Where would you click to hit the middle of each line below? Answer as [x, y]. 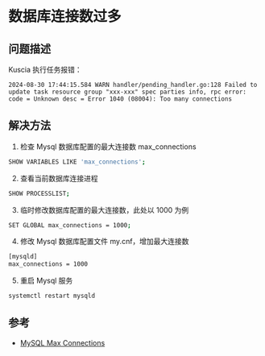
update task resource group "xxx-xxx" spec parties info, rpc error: [128, 92]
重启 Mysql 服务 [46, 281]
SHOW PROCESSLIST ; [39, 193]
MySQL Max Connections [62, 342]
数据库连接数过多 [65, 17]
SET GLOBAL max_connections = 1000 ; [70, 225]
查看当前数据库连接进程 [59, 178]
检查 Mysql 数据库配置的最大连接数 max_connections [108, 147]
